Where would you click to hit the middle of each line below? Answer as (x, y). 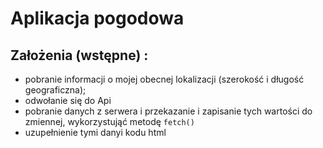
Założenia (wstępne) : (79, 55)
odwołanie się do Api (68, 100)
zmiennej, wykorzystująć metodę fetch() (109, 121)
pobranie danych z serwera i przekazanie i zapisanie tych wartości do (168, 111)
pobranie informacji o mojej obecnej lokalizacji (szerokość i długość (164, 79)
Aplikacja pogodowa (97, 18)
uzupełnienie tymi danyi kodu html (95, 132)
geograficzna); (55, 90)
